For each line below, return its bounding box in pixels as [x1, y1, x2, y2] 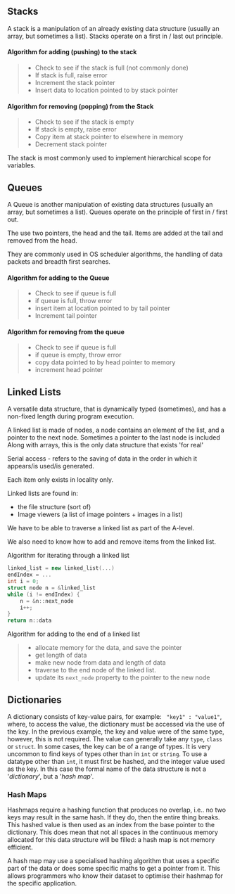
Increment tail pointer [34, 312, 97, 320]
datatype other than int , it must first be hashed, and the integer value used [7, 757, 225, 765]
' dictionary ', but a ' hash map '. [7, 772, 94, 780]
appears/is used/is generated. [7, 462, 95, 471]
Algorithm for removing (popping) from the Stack [7, 102, 154, 110]
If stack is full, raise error [34, 71, 108, 79]
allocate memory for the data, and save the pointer [34, 644, 182, 652]
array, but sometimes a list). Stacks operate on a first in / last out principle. [7, 32, 224, 40]
